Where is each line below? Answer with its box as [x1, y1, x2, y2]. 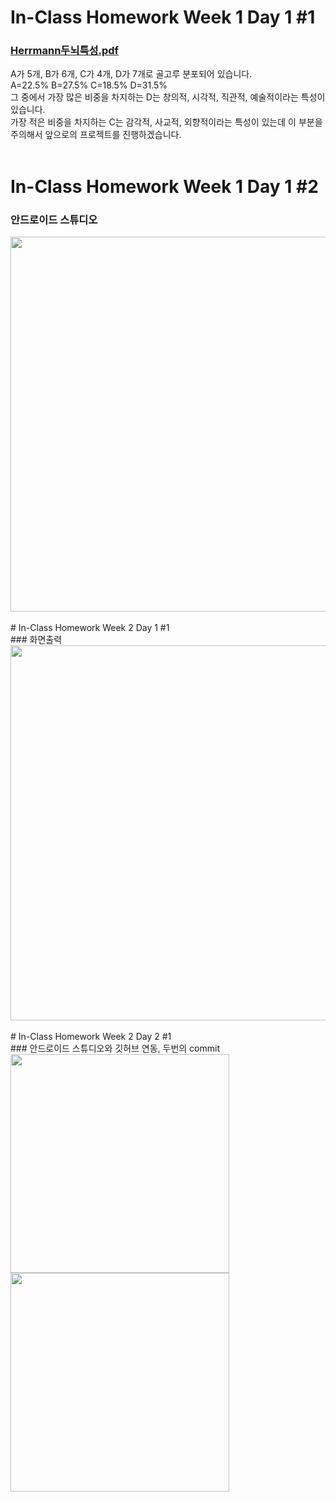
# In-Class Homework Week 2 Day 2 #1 [10, 1030, 172, 1042]
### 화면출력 [10, 633, 63, 645]
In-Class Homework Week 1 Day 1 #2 [10, 175, 319, 198]
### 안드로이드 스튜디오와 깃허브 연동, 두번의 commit [10, 1042, 220, 1054]
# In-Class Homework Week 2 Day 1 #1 [10, 621, 170, 633]
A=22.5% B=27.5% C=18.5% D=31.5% [10, 79, 168, 91]
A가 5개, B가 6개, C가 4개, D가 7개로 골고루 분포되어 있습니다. [10, 68, 253, 80]
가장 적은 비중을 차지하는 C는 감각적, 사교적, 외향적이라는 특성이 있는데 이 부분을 [10, 116, 323, 128]
